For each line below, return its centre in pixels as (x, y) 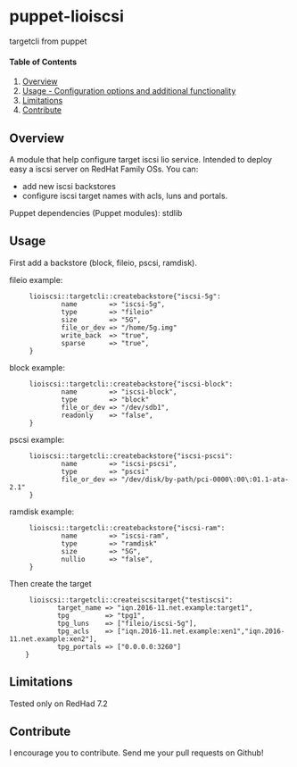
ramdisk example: (42, 512)
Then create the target (50, 583)
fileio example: (36, 279)
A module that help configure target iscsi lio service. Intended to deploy (140, 159)
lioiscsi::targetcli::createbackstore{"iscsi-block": (131, 384)
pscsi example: (37, 439)
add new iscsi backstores (69, 186)
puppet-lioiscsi (67, 17)
